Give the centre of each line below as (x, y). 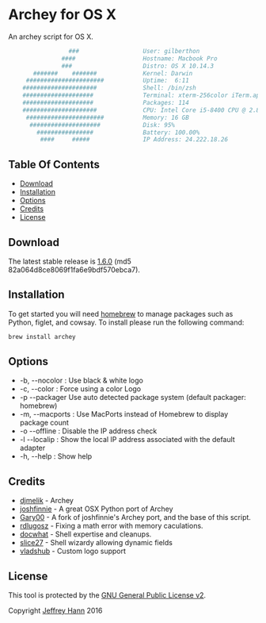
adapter (32, 448)
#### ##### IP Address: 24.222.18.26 (134, 140)
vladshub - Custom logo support (73, 551)
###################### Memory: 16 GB (108, 117)
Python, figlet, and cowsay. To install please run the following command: (126, 322)
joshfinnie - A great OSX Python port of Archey (96, 509)
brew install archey (42, 336)
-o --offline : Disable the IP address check (88, 431)
